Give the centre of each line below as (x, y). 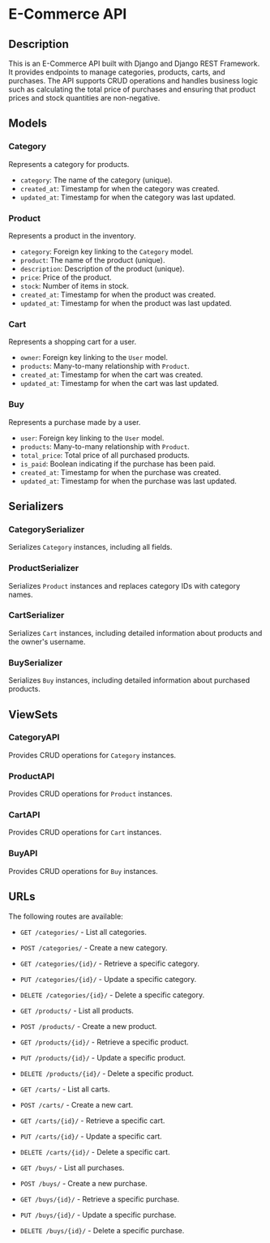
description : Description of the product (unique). (102, 268)
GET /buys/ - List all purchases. (72, 1168)
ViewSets (33, 714)
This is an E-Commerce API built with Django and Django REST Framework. (134, 63)
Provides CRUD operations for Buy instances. (83, 871)
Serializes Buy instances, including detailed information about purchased (129, 680)
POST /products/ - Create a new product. (88, 1026)
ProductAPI (32, 776)
